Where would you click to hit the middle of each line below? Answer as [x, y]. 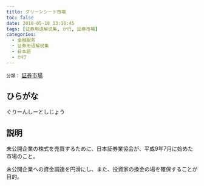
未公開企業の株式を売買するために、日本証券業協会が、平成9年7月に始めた [100, 149]
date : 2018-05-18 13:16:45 [40, 23]
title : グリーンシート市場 [36, 12]
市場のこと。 [22, 156]
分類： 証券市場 [25, 75]
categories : [21, 35]
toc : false [20, 18]
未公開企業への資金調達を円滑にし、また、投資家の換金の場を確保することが [102, 169]
